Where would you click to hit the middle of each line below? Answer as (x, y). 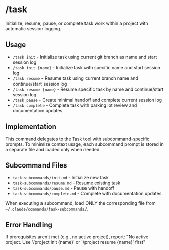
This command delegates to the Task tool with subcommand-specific (77, 139)
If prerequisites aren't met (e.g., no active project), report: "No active (77, 237)
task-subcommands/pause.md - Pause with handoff (64, 188)
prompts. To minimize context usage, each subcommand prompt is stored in (85, 144)
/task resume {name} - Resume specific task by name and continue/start (88, 89)
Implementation (31, 127)
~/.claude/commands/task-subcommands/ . (47, 209)
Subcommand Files (36, 165)
